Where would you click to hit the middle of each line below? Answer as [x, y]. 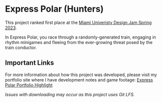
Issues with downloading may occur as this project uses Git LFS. [70, 94]
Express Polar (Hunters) [54, 9]
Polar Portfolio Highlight [29, 85]
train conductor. [21, 47]
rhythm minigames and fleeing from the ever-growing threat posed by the [79, 42]
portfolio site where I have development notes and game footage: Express [79, 80]
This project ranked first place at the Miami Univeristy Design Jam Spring [78, 22]
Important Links [30, 63]
